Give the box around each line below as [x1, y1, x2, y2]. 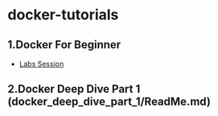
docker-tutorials [7, 6, 119, 24]
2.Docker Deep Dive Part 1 [7, 82, 141, 96]
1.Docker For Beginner [7, 38, 121, 52]
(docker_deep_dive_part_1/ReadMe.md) [7, 95, 211, 109]
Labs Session [19, 59, 64, 68]
